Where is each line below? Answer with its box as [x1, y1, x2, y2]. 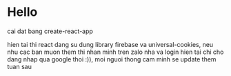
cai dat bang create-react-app [7, 27, 93, 35]
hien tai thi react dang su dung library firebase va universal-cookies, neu [7, 40, 214, 48]
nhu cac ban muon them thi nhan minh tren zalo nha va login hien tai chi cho [7, 48, 224, 56]
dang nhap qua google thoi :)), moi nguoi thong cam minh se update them [7, 55, 217, 63]
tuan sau [7, 62, 32, 70]
